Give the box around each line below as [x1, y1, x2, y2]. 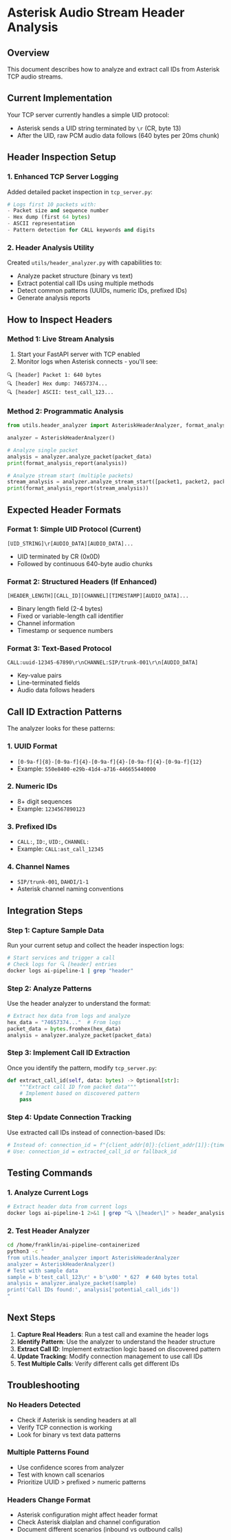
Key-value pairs [16, 672, 62, 680]
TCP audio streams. [7, 72, 63, 81]
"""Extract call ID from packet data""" [19, 1083, 137, 1090]
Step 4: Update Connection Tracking [7, 1112, 132, 1122]
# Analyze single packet [7, 446, 78, 454]
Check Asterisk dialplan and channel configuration [16, 1518, 160, 1526]
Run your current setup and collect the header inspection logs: [7, 941, 184, 950]
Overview [7, 47, 50, 59]
